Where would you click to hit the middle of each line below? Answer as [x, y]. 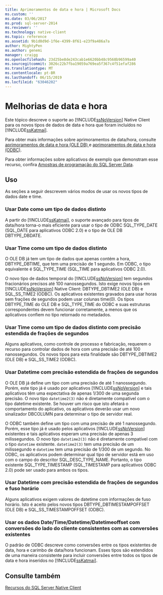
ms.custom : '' [19, 14]
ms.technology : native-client [36, 32]
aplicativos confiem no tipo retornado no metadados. [58, 314]
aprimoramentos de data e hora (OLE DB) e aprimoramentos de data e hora [81, 145]
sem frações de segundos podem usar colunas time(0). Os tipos [70, 299]
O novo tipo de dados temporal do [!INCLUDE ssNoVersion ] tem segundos [79, 278]
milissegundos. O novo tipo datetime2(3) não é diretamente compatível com [81, 439]
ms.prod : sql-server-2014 [31, 23]
